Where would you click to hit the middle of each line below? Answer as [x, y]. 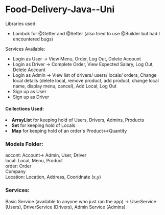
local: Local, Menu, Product [34, 161]
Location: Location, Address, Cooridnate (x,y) [53, 177]
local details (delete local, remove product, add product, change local [86, 80]
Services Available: [25, 49]
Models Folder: [24, 144]
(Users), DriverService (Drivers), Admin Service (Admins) [66, 207]
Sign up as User [30, 91]
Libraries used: [21, 24]
